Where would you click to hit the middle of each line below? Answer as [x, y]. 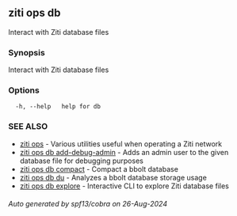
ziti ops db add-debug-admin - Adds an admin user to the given [124, 152]
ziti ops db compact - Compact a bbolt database [99, 169]
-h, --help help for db [58, 107]
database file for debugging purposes [82, 161]
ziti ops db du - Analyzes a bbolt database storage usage [113, 177]
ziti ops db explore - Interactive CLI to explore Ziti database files [124, 186]
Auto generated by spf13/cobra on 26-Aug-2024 [88, 204]
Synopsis [27, 52]
